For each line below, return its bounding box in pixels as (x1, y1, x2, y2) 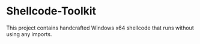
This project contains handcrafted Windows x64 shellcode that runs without (6, 24, 194, 31)
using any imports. (6, 30, 52, 37)
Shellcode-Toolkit (6, 4, 97, 18)
